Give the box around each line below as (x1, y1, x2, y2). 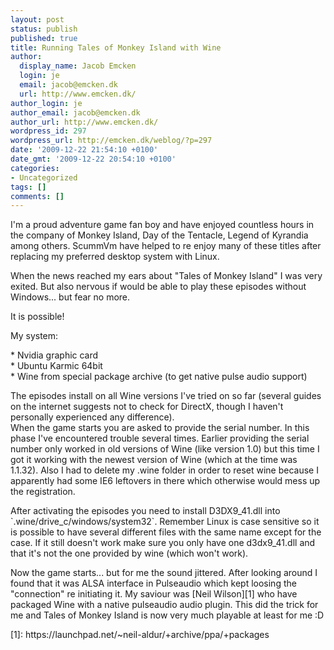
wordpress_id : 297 (10, 126, 87, 136)
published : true (10, 33, 78, 43)
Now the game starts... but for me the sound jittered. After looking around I (10, 567, 318, 579)
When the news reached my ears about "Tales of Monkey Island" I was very (10, 270, 323, 282)
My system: (10, 330, 59, 342)
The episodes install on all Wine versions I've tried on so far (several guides (10, 390, 322, 402)
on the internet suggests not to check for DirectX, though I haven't (10, 401, 284, 413)
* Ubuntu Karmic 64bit (10, 360, 103, 372)
